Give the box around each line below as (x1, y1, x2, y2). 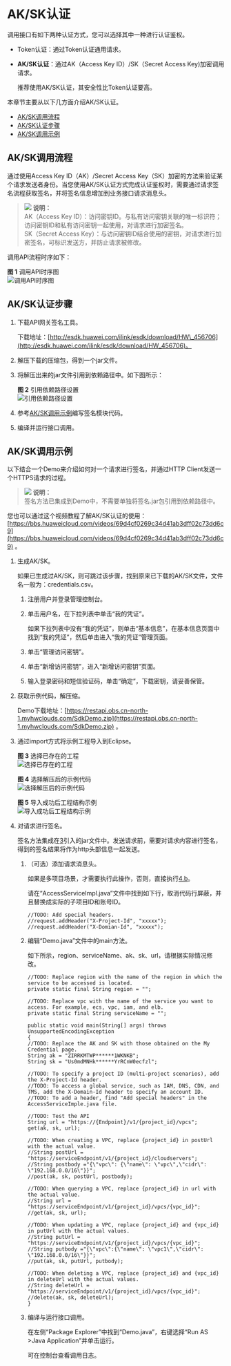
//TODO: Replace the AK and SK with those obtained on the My (27, 1041, 210, 1047)
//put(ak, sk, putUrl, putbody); (27, 1258, 124, 1265)
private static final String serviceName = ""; (27, 1010, 167, 1017)
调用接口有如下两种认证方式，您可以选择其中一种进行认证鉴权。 (7, 30, 188, 39)
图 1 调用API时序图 (7, 267, 59, 276)
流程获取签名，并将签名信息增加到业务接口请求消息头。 (12, 189, 170, 197)
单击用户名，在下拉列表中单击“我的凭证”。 (27, 609, 148, 618)
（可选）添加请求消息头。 (27, 860, 101, 868)
